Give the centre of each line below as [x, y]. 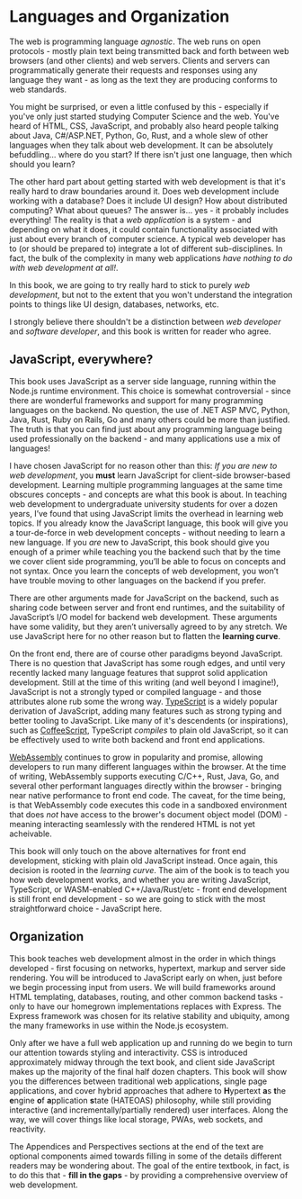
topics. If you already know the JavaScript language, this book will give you [149, 523]
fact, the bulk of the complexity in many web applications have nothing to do [151, 257]
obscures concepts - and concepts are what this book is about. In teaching [148, 494]
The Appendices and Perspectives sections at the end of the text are [137, 1146]
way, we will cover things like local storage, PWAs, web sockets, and [136, 1119]
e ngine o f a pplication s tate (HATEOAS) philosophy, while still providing [140, 1100]
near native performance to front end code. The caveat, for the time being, [147, 795]
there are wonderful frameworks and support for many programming [136, 400]
